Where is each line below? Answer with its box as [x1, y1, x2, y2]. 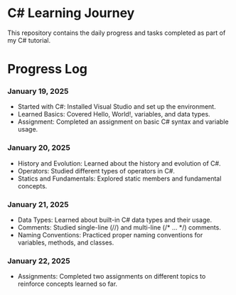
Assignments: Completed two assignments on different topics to [17, 272, 206, 281]
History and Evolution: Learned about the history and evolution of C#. [17, 159, 222, 168]
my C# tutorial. [7, 36, 51, 44]
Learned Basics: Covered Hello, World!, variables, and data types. [17, 110, 211, 119]
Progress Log [7, 61, 87, 77]
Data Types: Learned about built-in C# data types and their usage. [17, 215, 212, 225]
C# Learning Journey [7, 5, 135, 21]
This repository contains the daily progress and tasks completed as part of [7, 28, 226, 37]
